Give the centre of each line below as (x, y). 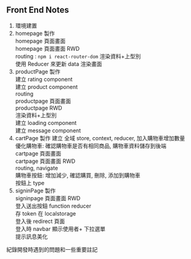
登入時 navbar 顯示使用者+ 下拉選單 (60, 228)
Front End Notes (38, 10)
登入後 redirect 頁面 (40, 221)
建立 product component (47, 87)
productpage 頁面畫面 (43, 101)
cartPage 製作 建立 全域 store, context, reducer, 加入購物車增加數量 (100, 138)
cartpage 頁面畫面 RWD (45, 161)
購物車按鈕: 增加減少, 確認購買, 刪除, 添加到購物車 (78, 175)
